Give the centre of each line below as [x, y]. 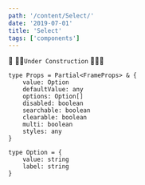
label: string [46, 167]
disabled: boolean [53, 104]
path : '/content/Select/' [51, 16]
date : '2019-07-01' [41, 23]
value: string [46, 160]
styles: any [42, 132]
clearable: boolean [55, 118]
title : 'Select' [35, 30]
